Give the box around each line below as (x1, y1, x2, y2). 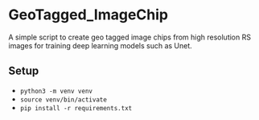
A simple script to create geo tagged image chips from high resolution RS (8, 32, 252, 42)
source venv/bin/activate (19, 95, 107, 104)
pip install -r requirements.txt (19, 104, 133, 112)
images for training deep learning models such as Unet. (8, 40, 193, 50)
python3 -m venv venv (19, 87, 92, 95)
